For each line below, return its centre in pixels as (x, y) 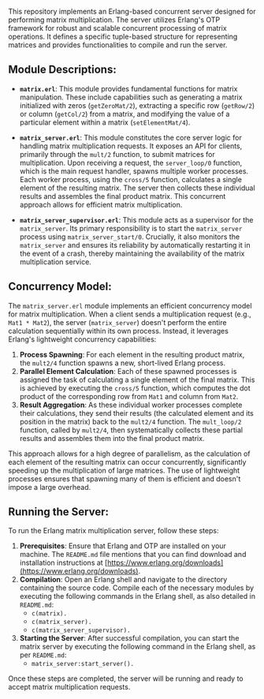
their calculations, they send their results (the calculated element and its (136, 413)
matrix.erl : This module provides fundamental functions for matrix (128, 88)
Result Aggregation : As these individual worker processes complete (131, 405)
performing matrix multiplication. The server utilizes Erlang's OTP (114, 20)
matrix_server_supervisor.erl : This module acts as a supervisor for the (136, 219)
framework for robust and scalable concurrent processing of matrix (117, 28)
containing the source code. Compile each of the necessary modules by (137, 588)
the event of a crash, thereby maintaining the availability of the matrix (132, 253)
